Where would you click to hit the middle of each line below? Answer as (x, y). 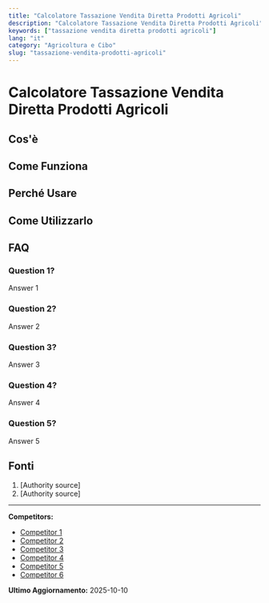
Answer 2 (24, 326)
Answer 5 (24, 440)
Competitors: (31, 517)
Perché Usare (43, 193)
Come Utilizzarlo (51, 221)
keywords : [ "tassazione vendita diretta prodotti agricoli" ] (112, 30)
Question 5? (32, 424)
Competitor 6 (42, 575)
